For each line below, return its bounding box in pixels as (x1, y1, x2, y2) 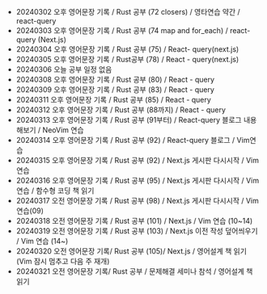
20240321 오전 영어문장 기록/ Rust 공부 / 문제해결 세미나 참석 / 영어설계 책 (15, 267, 253, 276)
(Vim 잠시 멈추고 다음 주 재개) (15, 257, 110, 266)
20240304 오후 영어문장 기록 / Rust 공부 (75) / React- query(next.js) (15, 44, 239, 54)
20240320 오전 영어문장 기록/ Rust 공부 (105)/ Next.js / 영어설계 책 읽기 (15, 246, 247, 256)
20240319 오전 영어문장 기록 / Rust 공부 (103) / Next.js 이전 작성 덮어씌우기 (15, 226, 258, 236)
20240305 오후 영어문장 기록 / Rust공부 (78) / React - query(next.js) (15, 55, 239, 64)
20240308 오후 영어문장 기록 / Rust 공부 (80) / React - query (15, 75, 215, 84)
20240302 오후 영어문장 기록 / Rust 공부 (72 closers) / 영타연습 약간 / (15, 7, 240, 16)
